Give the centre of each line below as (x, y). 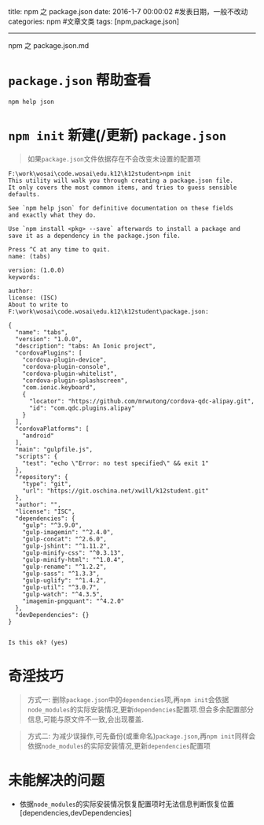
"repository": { (42, 477)
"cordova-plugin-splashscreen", (75, 381)
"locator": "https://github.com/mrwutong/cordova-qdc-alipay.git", (142, 401)
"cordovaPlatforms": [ (52, 429)
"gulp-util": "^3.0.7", (61, 587)
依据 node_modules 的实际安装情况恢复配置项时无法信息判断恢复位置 (126, 804)
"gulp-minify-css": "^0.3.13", (73, 553)
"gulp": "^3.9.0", (52, 525)
